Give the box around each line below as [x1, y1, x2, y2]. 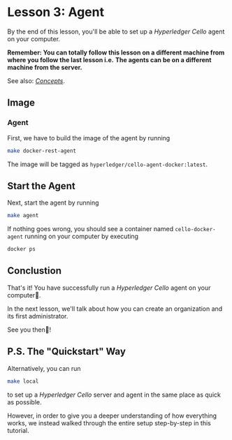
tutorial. [7, 426, 29, 434]
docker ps [7, 246, 36, 253]
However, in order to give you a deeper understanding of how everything [7, 411, 217, 420]
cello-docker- [174, 226, 217, 233]
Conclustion [7, 265, 61, 277]
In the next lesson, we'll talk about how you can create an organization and [7, 305, 223, 313]
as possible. [7, 397, 42, 406]
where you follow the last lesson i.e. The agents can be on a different [7, 55, 212, 64]
